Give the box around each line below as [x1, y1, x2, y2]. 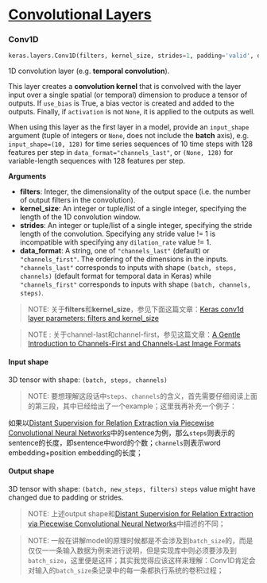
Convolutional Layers [8, 6, 152, 24]
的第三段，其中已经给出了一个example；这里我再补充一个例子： [27, 401, 237, 411]
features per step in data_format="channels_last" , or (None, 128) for [8, 148, 234, 157]
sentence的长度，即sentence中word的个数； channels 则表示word [8, 438, 221, 447]
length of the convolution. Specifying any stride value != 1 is [19, 229, 216, 239]
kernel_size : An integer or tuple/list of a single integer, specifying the [19, 204, 247, 214]
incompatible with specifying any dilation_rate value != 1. [19, 237, 212, 247]
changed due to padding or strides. [8, 492, 124, 502]
